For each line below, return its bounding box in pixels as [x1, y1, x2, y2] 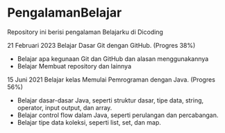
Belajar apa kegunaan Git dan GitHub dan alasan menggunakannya [17, 54, 209, 63]
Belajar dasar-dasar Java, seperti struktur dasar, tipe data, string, [17, 96, 204, 105]
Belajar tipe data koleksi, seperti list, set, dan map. [17, 118, 161, 126]
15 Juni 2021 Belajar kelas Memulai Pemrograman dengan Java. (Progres [7, 75, 215, 84]
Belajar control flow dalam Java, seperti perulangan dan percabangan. [17, 111, 219, 119]
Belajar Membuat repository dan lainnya [17, 62, 132, 70]
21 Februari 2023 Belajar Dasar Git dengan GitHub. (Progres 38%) [7, 41, 196, 49]
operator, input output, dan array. [17, 103, 112, 112]
